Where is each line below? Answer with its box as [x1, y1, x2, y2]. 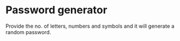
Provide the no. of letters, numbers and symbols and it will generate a [5, 23, 175, 29]
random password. [5, 28, 51, 35]
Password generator [5, 3, 107, 17]
